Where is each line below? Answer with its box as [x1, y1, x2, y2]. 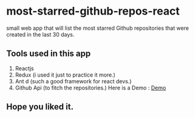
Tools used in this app [6, 49, 91, 59]
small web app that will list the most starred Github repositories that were [6, 24, 190, 32]
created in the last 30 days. [6, 30, 75, 38]
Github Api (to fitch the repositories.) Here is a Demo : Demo [15, 84, 166, 91]
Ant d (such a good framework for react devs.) [15, 77, 132, 85]
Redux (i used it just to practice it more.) [15, 71, 115, 78]
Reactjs [15, 64, 35, 72]
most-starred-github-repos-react [6, 4, 180, 18]
